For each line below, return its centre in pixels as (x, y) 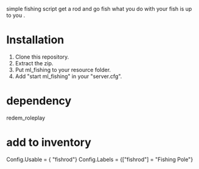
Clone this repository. (42, 57)
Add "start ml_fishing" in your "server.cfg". (68, 76)
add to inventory (49, 142)
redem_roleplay (26, 118)
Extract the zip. (34, 63)
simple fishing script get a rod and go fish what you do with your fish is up (99, 9)
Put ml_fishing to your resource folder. (63, 70)
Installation (35, 40)
